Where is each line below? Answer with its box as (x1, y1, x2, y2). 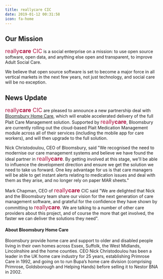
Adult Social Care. (5, 60, 42, 65)
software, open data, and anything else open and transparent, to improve (5, 54, 153, 60)
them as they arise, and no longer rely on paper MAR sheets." (5, 178, 129, 183)
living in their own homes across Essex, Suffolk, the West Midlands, (5, 243, 141, 249)
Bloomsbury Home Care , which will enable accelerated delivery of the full (5, 113, 153, 119)
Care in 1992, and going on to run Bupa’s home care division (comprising (5, 259, 152, 265)
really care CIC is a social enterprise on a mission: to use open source (5, 48, 153, 55)
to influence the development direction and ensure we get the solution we (5, 162, 154, 167)
